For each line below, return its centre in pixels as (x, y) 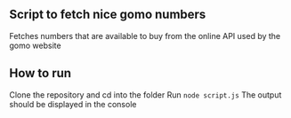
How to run (40, 73)
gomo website (35, 45)
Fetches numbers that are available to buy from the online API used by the (145, 35)
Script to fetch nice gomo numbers (108, 15)
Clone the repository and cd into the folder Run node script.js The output (145, 94)
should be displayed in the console (73, 104)
